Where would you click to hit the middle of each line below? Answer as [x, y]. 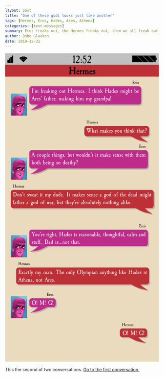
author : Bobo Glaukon [27, 36]
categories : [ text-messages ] [35, 26]
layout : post [18, 10]
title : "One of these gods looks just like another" [60, 15]
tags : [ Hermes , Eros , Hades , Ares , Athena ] [50, 21]
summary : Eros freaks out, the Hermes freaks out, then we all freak [77, 31]
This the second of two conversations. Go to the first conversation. [72, 369]
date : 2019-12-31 [23, 42]
